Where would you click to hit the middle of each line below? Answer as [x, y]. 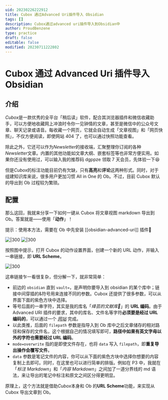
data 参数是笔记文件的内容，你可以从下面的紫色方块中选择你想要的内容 [85, 356]
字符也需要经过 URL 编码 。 [48, 338]
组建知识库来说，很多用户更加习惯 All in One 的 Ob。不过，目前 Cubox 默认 [82, 176]
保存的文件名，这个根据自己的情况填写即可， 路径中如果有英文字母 [89, 331]
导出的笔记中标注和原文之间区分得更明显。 [74, 375]
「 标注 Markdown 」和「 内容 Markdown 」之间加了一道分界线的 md [81, 369]
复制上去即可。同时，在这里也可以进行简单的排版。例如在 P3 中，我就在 [86, 363]
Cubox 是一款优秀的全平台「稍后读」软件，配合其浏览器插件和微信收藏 [77, 117]
